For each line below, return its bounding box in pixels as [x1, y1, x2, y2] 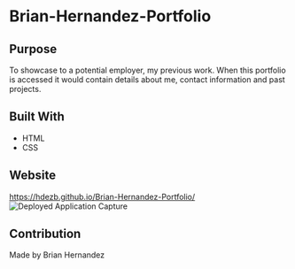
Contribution [9, 227, 82, 242]
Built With [9, 109, 65, 125]
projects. [9, 84, 42, 94]
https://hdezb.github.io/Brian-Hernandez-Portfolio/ [9, 191, 196, 202]
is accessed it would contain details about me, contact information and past [9, 74, 285, 85]
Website [9, 168, 56, 183]
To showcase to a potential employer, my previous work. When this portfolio [9, 65, 286, 75]
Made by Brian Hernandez [9, 250, 105, 260]
